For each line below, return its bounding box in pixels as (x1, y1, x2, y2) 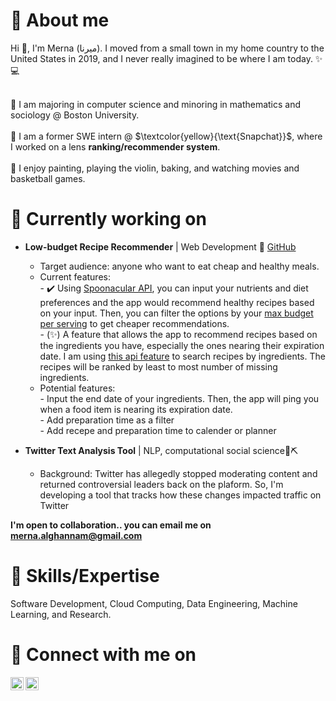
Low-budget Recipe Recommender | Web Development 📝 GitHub (24, 240, 297, 253)
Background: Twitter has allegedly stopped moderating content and (39, 467, 318, 479)
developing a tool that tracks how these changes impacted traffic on (39, 489, 322, 501)
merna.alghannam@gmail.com (10, 529, 143, 541)
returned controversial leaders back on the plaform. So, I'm (39, 478, 284, 490)
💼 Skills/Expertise (10, 565, 160, 588)
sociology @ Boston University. (10, 109, 140, 121)
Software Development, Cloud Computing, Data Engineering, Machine (10, 597, 298, 609)
